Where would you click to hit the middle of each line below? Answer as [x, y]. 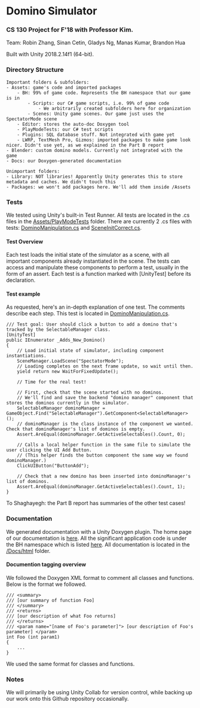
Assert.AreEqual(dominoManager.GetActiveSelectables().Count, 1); [101, 487]
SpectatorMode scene [32, 119]
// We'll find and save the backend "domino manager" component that [105, 398]
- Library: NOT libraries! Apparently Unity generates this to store [95, 177]
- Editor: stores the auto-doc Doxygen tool [73, 124]
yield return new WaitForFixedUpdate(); [68, 372]
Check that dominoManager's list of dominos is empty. [76, 429]
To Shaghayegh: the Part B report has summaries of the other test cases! [96, 503]
